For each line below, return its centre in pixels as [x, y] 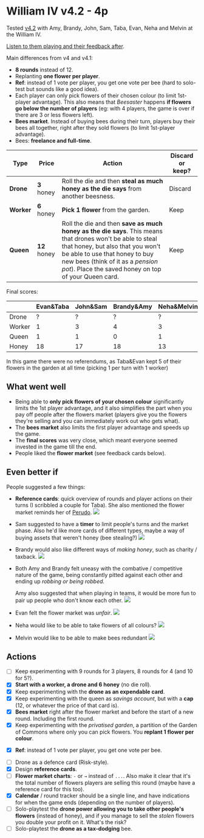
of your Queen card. [90, 276]
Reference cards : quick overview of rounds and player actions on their [104, 498]
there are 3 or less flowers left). [54, 115]
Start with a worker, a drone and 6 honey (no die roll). [83, 684]
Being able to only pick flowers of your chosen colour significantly [99, 401]
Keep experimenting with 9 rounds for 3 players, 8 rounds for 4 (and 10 [104, 671]
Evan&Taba [53, 306]
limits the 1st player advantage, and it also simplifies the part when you [104, 408]
